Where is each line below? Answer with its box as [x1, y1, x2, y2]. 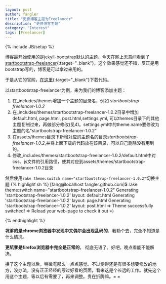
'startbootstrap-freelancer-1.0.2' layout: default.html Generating [5, 192, 135, 198]
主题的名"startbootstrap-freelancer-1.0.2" [12, 128, 97, 133]
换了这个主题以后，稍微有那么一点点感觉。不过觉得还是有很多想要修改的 [5, 261, 152, 267]
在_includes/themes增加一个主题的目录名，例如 [12, 98, 109, 104]
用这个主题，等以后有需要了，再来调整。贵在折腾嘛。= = [5, 274, 121, 279]
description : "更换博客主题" [5, 21, 61, 26]
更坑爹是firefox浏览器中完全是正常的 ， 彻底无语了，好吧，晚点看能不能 [5, 244, 150, 250]
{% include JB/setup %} [5, 44, 54, 49]
